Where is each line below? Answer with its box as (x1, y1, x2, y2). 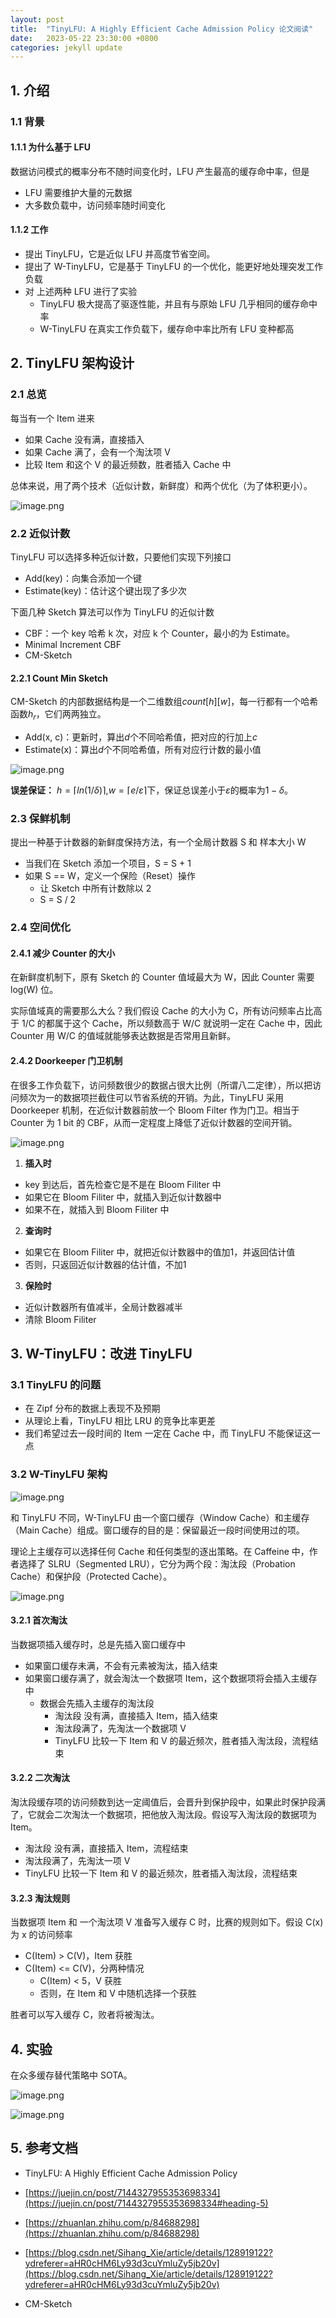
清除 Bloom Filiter (24, 1313, 97, 1325)
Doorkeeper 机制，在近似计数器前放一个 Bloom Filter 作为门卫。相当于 (10, 1104, 300, 1116)
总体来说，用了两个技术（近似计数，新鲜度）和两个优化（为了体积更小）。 (10, 479, 313, 491)
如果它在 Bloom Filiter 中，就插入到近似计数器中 (24, 1191, 222, 1203)
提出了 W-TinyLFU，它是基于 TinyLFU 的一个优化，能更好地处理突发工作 (24, 260, 324, 272)
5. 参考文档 (10, 2140, 78, 2157)
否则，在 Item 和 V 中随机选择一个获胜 (39, 1987, 197, 2000)
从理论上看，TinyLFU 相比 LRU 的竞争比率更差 (24, 1415, 216, 1427)
